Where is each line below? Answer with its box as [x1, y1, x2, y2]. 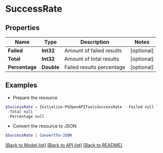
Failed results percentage [64, 64, 126, 70]
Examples [5, 81, 37, 90]
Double [41, 64, 60, 70]
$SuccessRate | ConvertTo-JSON [5, 133, 72, 138]
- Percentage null [7, 114, 44, 119]
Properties [5, 23, 40, 32]
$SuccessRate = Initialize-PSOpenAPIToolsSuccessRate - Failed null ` [5, 104, 159, 110]
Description [80, 39, 110, 45]
